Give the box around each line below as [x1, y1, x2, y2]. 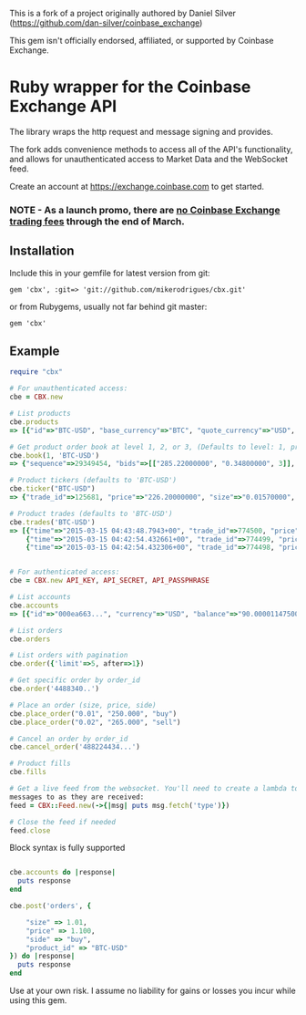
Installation [9, 243, 75, 259]
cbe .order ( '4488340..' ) [9, 684, 100, 694]
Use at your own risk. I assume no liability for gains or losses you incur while [9, 985, 296, 997]
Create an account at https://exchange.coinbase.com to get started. [9, 181, 265, 192]
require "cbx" [9, 368, 64, 377]
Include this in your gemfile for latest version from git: [9, 267, 211, 278]
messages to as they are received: [9, 792, 145, 802]
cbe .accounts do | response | [9, 868, 117, 877]
